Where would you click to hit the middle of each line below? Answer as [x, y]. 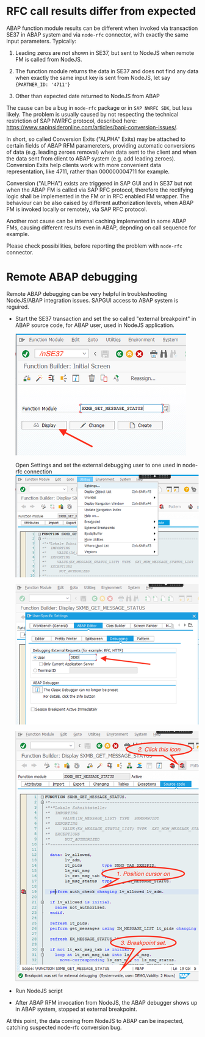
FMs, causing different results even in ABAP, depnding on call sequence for [101, 228]
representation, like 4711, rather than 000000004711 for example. [88, 171]
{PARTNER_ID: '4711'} [42, 84]
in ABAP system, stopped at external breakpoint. [76, 1009]
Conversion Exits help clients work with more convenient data [84, 165]
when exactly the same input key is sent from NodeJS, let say [93, 77]
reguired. [18, 307]
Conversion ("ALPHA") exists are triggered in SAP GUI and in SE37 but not [99, 183]
